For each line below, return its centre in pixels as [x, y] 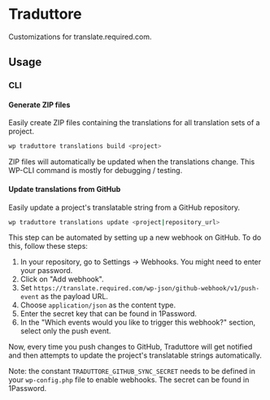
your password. [46, 271]
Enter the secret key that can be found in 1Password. [109, 314]
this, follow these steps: [48, 246]
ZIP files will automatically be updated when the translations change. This [132, 162]
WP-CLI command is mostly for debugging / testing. [96, 171]
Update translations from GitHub [65, 189]
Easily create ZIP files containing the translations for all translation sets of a [134, 123]
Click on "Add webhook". [62, 279]
